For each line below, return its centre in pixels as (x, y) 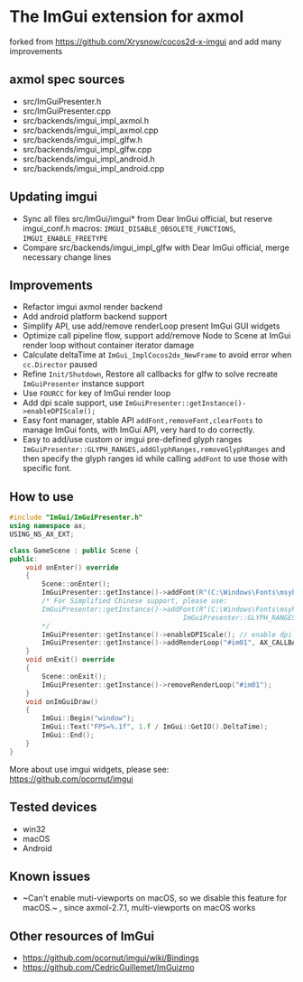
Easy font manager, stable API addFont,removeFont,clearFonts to (142, 421)
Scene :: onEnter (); (76, 584)
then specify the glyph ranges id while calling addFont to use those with (155, 459)
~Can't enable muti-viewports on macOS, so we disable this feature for (154, 898)
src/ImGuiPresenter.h (62, 101)
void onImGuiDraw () (62, 701)
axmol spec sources (67, 80)
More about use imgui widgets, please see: (89, 769)
